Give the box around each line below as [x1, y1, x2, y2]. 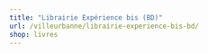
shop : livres [9, 30, 59, 39]
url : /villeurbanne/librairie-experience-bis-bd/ [9, 22, 200, 31]
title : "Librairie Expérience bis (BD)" [9, 13, 164, 22]
